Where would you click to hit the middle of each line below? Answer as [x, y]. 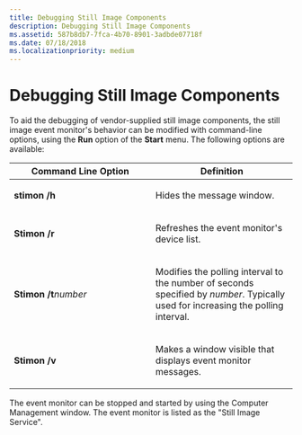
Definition [222, 172]
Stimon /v [35, 360]
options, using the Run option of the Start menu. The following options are [147, 139]
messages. [179, 372]
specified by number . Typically [221, 295]
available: [27, 149]
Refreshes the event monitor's [219, 228]
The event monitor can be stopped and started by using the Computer [139, 403]
